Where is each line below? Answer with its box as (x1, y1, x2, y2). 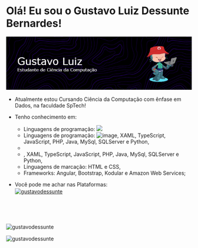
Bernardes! (6, 17, 62, 30)
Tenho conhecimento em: (14, 113, 77, 120)
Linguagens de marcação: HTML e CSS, (23, 163, 121, 170)
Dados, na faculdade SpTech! (14, 102, 87, 109)
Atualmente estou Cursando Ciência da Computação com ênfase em (14, 96, 181, 103)
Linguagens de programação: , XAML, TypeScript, (23, 132, 166, 139)
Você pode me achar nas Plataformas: (14, 181, 108, 188)
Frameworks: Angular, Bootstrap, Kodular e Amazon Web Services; (23, 169, 186, 177)
